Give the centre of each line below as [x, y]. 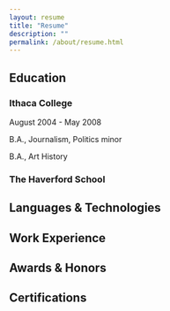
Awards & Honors [58, 268]
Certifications [48, 298]
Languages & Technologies [85, 208]
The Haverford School [57, 179]
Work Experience [58, 238]
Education [38, 77]
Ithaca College [41, 102]
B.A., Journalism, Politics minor [66, 139]
